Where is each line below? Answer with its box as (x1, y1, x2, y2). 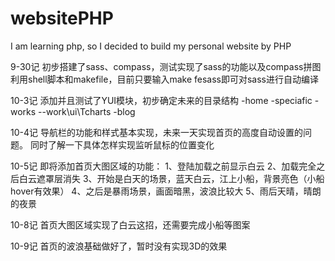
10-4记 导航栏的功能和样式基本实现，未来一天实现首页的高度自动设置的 (10, 126, 303, 138)
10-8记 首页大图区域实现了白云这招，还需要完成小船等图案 (10, 218, 251, 231)
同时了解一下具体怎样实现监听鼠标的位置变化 (29, 138, 215, 151)
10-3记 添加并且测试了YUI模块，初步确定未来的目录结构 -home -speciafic (10, 94, 313, 106)
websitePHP (10, 7, 114, 30)
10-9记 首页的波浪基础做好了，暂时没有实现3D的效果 (10, 240, 228, 252)
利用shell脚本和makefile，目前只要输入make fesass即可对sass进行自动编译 (10, 73, 319, 85)
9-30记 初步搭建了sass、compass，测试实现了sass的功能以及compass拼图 (10, 60, 322, 72)
